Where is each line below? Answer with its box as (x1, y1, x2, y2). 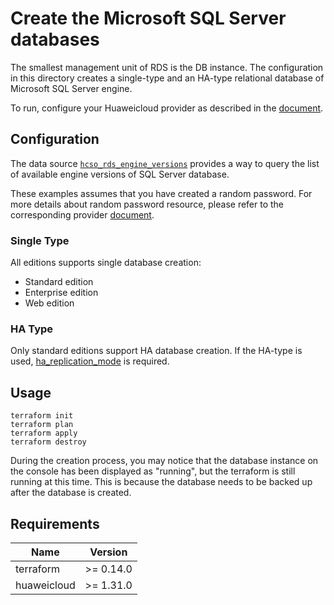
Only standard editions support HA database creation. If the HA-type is (10, 345, 303, 357)
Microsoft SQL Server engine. (10, 82, 133, 94)
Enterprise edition (24, 287, 99, 299)
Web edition (24, 297, 75, 309)
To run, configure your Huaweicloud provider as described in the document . (10, 102, 324, 114)
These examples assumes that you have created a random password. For (10, 187, 313, 199)
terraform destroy (10, 437, 87, 447)
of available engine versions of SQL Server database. (10, 168, 230, 180)
